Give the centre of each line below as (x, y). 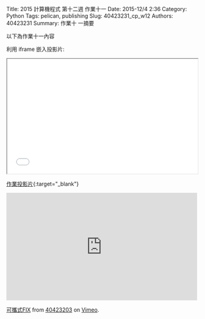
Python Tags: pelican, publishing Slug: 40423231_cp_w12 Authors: (90, 16)
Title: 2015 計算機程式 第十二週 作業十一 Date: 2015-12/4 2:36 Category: (97, 9)
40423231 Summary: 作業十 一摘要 (50, 23)
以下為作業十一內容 (31, 36)
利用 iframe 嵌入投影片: (36, 49)
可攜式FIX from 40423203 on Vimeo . (53, 310)
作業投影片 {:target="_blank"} (43, 184)
